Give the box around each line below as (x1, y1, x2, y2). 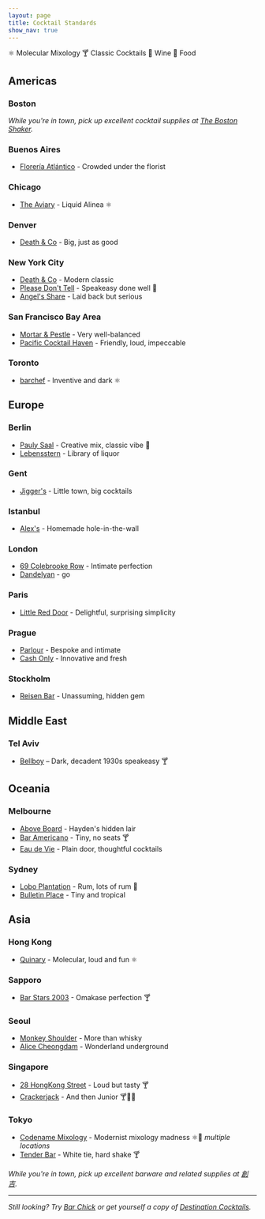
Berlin (8, 422, 32, 433)
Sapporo (8, 974, 42, 985)
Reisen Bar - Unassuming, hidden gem (19, 691, 145, 701)
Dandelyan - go (19, 570, 71, 579)
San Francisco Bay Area (8, 311, 102, 322)
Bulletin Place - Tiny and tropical (19, 890, 126, 899)
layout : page (8, 11, 51, 20)
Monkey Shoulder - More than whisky (19, 1033, 143, 1043)
